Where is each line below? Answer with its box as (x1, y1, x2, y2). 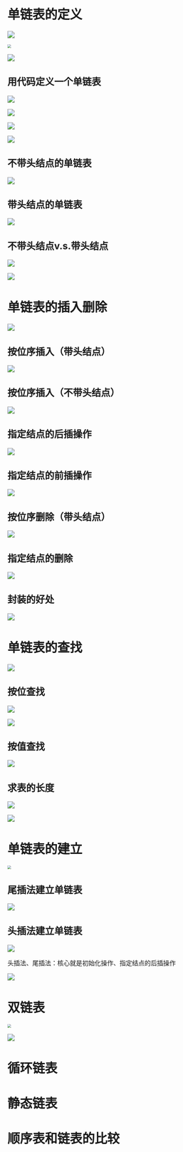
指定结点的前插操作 (7, 469, 92, 481)
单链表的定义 (7, 6, 83, 23)
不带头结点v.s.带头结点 (7, 240, 109, 252)
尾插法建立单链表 (7, 883, 83, 895)
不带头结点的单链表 (7, 158, 92, 170)
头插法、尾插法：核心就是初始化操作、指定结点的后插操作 (7, 958, 176, 967)
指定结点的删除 (7, 552, 73, 564)
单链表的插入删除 (7, 299, 108, 316)
